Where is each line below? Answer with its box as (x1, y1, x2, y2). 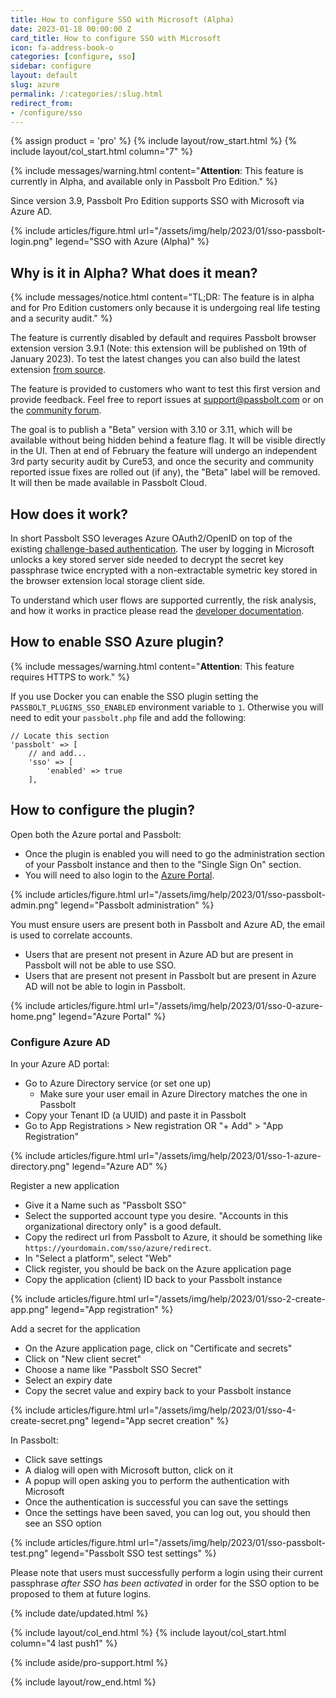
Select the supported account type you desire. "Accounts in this (24, 1209, 289, 1221)
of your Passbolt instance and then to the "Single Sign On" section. (24, 858, 302, 870)
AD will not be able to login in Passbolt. (24, 980, 186, 992)
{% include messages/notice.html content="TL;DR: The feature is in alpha (10, 291, 315, 303)
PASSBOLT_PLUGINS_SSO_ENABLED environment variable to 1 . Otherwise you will (10, 701, 324, 713)
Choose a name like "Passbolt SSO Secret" (24, 1363, 203, 1375)
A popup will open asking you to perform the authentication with (24, 1474, 290, 1486)
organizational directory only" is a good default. (24, 1220, 222, 1232)
